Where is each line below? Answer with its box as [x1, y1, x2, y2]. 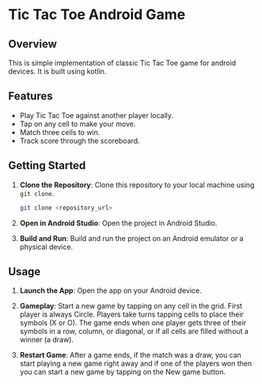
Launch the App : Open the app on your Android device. [19, 286, 202, 295]
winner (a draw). [19, 335, 74, 344]
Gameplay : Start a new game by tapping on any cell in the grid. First [19, 301, 243, 311]
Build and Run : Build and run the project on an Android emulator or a [19, 233, 244, 243]
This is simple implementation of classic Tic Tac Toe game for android [8, 58, 237, 67]
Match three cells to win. [19, 127, 101, 136]
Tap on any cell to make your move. [19, 119, 136, 129]
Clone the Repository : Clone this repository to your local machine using [19, 180, 255, 190]
